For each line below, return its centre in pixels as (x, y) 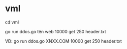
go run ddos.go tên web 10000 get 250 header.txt (56, 31)
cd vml (12, 22)
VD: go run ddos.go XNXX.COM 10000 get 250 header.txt (63, 41)
